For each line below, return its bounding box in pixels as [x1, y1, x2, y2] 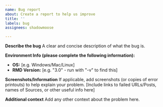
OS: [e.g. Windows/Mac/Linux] [12, 62, 75, 68]
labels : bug [5, 21, 29, 26]
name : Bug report [5, 7, 41, 12]
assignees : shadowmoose [5, 25, 54, 30]
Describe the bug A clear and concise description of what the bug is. [5, 43, 145, 49]
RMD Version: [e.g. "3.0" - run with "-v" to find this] [12, 67, 118, 73]
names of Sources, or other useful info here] [5, 87, 95, 93]
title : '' [5, 16, 26, 21]
